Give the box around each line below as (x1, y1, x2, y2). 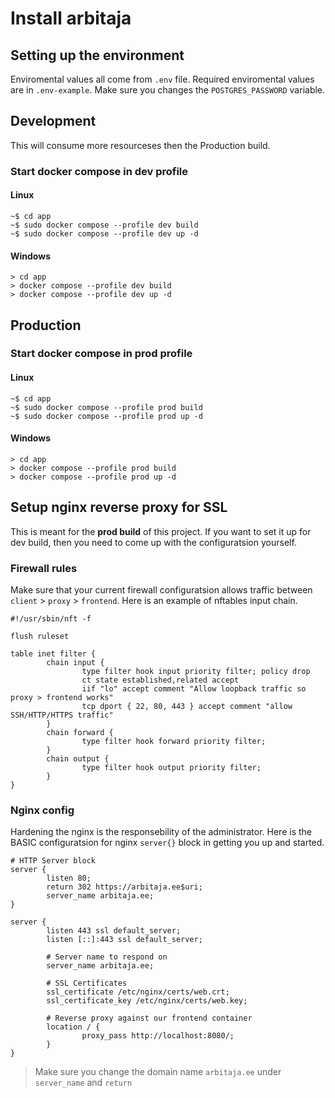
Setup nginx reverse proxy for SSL (10, 499, 228, 516)
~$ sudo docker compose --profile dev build (10, 220, 199, 230)
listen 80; (46, 873, 92, 884)
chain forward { (46, 727, 114, 737)
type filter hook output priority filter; (81, 762, 262, 772)
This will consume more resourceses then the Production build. (10, 139, 271, 151)
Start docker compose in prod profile (10, 347, 193, 361)
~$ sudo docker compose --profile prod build (10, 402, 203, 412)
